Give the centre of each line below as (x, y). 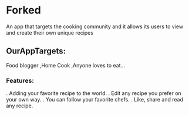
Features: (20, 80)
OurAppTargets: (36, 51)
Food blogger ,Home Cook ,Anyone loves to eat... (66, 65)
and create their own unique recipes (50, 32)
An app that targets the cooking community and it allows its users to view (95, 26)
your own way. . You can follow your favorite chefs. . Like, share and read (95, 100)
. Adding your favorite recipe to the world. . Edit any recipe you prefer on (94, 93)
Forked (23, 10)
